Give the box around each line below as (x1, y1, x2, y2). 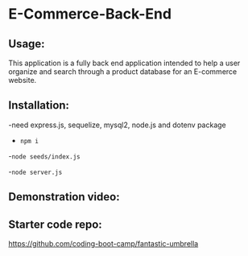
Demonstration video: (8, 190, 120, 204)
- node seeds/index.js (8, 151, 81, 161)
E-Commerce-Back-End (8, 5, 172, 23)
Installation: (8, 98, 70, 113)
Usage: (8, 37, 46, 51)
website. (8, 76, 37, 85)
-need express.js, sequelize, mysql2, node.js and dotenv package (8, 120, 227, 130)
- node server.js (8, 167, 63, 176)
